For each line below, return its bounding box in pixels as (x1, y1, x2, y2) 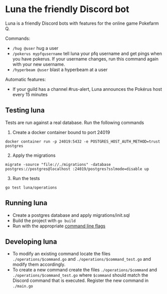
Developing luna (5, 237, 57, 246)
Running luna (5, 199, 48, 207)
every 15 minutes (12, 91, 48, 97)
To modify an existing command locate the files (12, 251, 111, 257)
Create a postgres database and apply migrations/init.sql (12, 212, 130, 218)
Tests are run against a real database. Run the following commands (5, 120, 144, 126)
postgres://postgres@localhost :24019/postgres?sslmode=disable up (5, 166, 149, 171)
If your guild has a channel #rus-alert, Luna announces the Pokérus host (12, 86, 162, 92)
